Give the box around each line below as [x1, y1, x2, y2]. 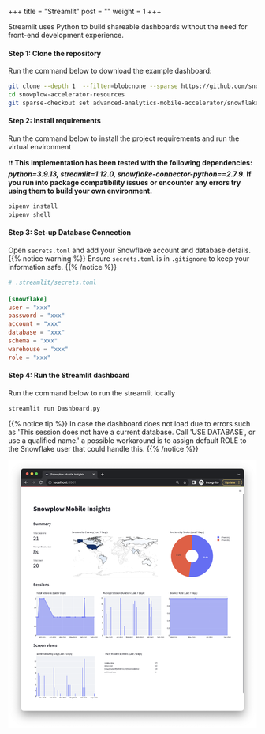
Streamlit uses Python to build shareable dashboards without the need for [8, 22, 248, 31]
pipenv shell [8, 210, 51, 218]
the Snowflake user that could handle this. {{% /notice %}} [8, 444, 199, 453]
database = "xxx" [8, 328, 65, 337]
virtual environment [8, 142, 72, 152]
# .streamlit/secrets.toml [8, 278, 97, 286]
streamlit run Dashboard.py [8, 404, 101, 412]
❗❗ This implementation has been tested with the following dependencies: [8, 158, 253, 168]
